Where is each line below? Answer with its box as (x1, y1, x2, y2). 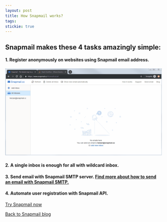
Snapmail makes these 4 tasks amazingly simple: (5, 43, 161, 51)
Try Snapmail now (5, 201, 42, 207)
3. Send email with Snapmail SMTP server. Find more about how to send (5, 174, 157, 180)
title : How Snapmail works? (5, 13, 64, 18)
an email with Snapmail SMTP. (5, 179, 69, 185)
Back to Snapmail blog (5, 211, 51, 217)
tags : (5, 18, 16, 23)
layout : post (5, 8, 32, 13)
